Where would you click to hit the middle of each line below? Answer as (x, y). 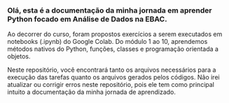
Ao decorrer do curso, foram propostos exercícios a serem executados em (115, 34)
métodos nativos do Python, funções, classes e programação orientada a (113, 49)
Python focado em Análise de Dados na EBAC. (87, 19)
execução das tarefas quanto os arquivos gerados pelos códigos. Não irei (113, 77)
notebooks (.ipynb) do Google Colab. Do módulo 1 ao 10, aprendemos (107, 42)
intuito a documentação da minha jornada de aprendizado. (92, 92)
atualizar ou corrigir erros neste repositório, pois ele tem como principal (111, 85)
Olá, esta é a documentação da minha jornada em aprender (110, 10)
